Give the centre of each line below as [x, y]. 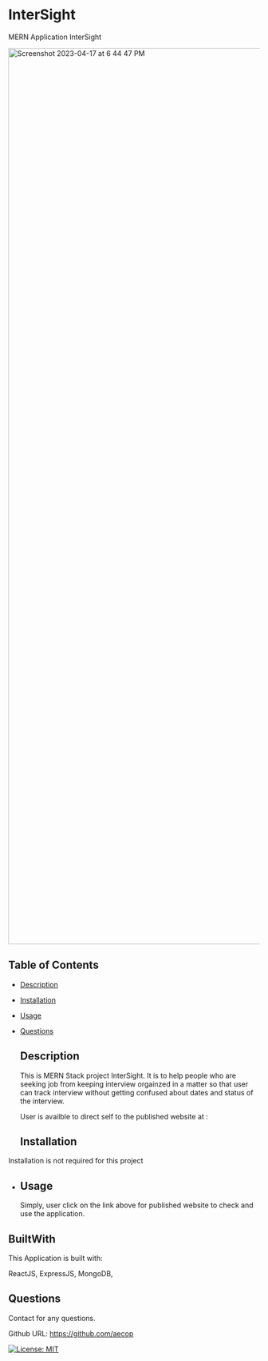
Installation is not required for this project [76, 1161]
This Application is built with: [55, 1258]
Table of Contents [54, 965]
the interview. [42, 1101]
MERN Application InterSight [55, 37]
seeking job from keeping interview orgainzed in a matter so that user [134, 1084]
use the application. [52, 1214]
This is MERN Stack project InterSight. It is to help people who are [128, 1075]
